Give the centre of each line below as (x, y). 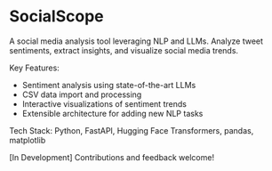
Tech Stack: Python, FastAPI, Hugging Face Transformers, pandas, (132, 130)
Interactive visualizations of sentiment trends (104, 103)
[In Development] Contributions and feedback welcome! (112, 157)
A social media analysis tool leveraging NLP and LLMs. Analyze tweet (136, 41)
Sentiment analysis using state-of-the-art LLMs (109, 85)
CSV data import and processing (82, 94)
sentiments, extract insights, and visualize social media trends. (124, 50)
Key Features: (34, 68)
